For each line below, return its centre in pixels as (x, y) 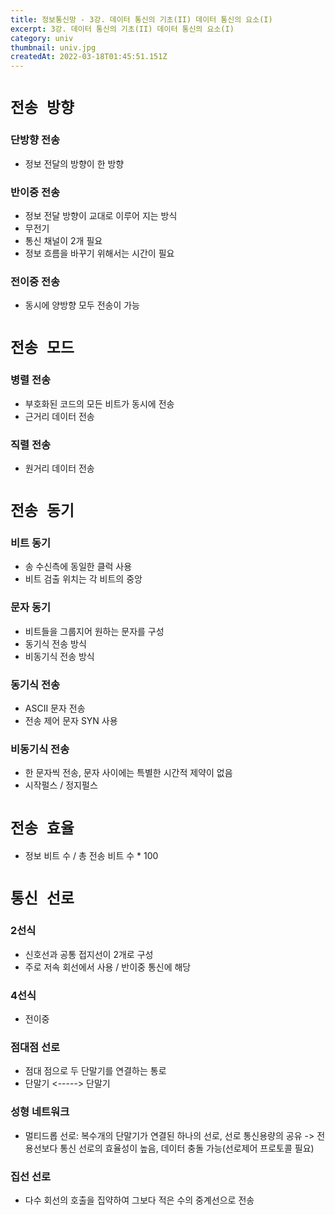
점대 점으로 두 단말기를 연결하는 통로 (95, 1071)
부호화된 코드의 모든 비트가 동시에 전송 (99, 403)
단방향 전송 (35, 140)
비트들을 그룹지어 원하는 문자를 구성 (94, 631)
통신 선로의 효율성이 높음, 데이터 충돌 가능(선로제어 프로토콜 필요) (187, 1148)
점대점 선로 (35, 1047)
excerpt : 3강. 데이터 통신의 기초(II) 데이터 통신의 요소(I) (122, 29)
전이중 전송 (35, 281)
